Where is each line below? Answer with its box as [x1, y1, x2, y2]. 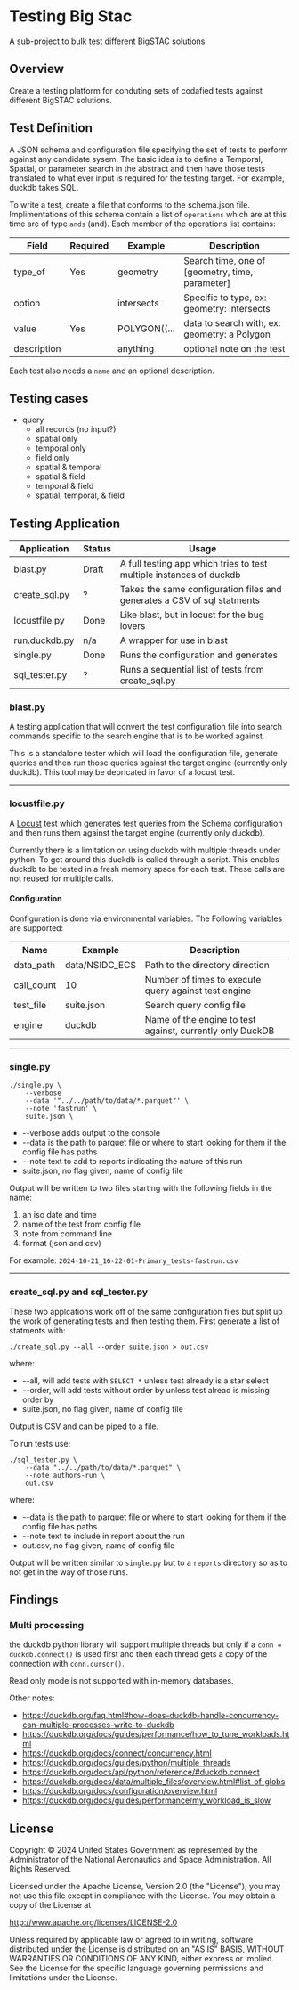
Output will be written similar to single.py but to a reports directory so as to [9, 1557, 287, 1568]
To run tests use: [9, 1438, 71, 1448]
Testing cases [9, 390, 89, 406]
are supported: [9, 922, 64, 933]
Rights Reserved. [9, 1864, 72, 1874]
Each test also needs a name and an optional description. [9, 365, 215, 376]
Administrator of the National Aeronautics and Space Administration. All [9, 1855, 271, 1865]
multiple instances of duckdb [119, 568, 241, 581]
